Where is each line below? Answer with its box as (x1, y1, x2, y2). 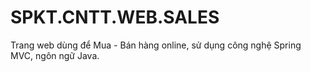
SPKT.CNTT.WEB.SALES (10, 6, 220, 29)
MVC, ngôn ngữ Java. (10, 49, 100, 61)
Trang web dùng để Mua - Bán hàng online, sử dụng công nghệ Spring (10, 39, 302, 51)
